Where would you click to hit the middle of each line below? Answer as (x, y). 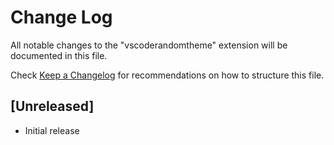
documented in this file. (59, 55)
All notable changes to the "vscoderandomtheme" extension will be (149, 45)
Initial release (52, 130)
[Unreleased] (52, 106)
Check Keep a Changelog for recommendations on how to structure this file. (167, 75)
